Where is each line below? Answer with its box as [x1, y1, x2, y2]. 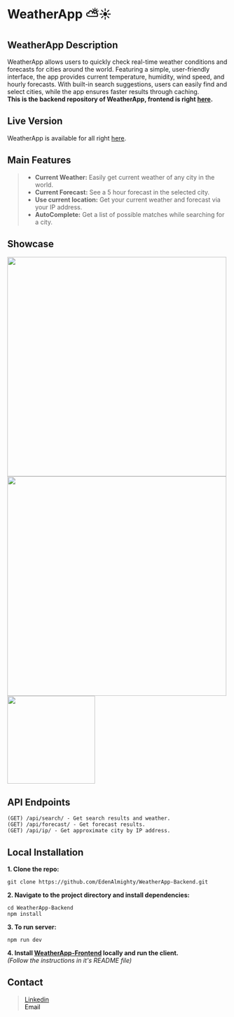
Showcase [7, 238, 55, 250]
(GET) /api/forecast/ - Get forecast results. [7, 821, 146, 828]
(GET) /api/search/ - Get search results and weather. [7, 815, 171, 822]
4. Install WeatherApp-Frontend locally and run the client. [7, 949, 179, 957]
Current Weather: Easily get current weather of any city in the [34, 173, 215, 181]
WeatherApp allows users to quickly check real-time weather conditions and [7, 58, 228, 66]
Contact [7, 976, 43, 988]
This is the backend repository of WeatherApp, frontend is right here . [7, 95, 214, 103]
